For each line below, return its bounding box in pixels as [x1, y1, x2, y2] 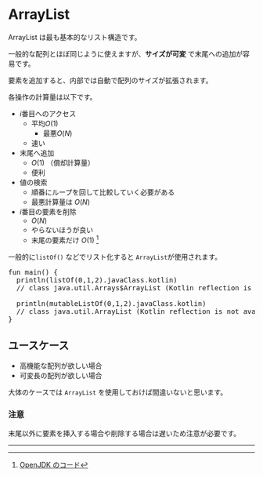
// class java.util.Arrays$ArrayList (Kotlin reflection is [16, 283, 252, 292]
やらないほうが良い [31, 225, 94, 235]
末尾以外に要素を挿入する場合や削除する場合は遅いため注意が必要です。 [8, 428, 241, 438]
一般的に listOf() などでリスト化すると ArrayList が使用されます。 [8, 252, 222, 261]
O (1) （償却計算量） [31, 158, 95, 167]
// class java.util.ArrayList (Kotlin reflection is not [16, 307, 240, 315]
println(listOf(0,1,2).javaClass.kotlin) [16, 275, 178, 284]
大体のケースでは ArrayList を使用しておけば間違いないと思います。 [8, 388, 228, 397]
